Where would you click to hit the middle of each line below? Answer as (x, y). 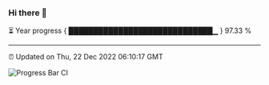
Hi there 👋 (28, 13)
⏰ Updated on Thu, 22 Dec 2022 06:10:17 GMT (86, 57)
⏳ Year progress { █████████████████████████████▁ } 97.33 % (130, 30)
